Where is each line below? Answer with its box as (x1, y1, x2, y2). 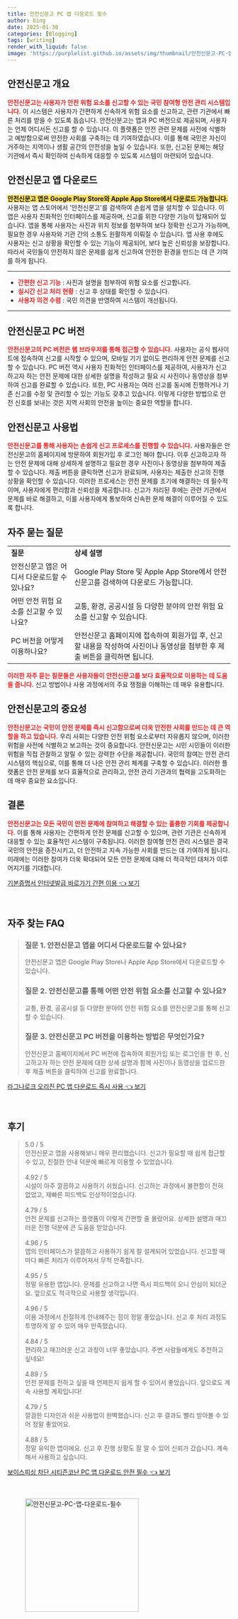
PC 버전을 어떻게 (11, 635, 64, 645)
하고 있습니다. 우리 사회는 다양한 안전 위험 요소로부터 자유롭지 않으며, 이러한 (20, 732, 230, 740)
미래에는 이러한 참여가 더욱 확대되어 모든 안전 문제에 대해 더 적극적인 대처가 (7, 855, 215, 863)
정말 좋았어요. (32, 1420, 71, 1428)
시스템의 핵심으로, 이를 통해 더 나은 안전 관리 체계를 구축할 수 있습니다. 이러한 (7, 758, 221, 767)
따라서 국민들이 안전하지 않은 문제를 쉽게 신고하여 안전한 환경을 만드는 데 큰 (7, 247, 215, 256)
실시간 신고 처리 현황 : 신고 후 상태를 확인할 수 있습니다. (17, 286, 170, 295)
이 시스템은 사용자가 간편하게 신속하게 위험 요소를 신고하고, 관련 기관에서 (22, 107, 223, 116)
